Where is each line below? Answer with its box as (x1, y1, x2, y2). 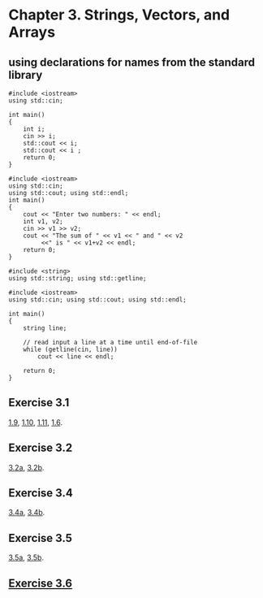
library (8, 67, 43, 82)
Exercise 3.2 (8, 441, 73, 455)
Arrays (8, 23, 55, 41)
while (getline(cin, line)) (23, 345, 118, 353)
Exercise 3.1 (8, 396, 70, 409)
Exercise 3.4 (8, 486, 73, 500)
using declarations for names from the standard (8, 55, 256, 69)
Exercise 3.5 (8, 531, 73, 545)
